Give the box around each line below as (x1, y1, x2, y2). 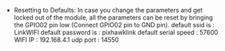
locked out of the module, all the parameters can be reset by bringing (13, 13, 213, 22)
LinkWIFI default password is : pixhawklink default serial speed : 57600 (13, 28, 218, 36)
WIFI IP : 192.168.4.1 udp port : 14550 (13, 36, 119, 44)
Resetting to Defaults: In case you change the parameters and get (13, 6, 203, 14)
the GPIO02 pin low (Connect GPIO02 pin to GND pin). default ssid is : (13, 21, 215, 29)
